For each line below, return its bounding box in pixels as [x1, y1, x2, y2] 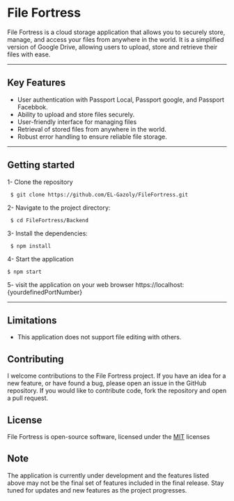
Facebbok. [17, 102, 48, 111]
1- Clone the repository [7, 178, 73, 186]
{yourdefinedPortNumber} [7, 288, 82, 296]
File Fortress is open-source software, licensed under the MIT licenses [7, 433, 210, 440]
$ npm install [10, 242, 52, 249]
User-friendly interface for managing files [17, 117, 137, 126]
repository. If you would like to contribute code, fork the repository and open [7, 387, 227, 395]
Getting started [7, 159, 75, 171]
